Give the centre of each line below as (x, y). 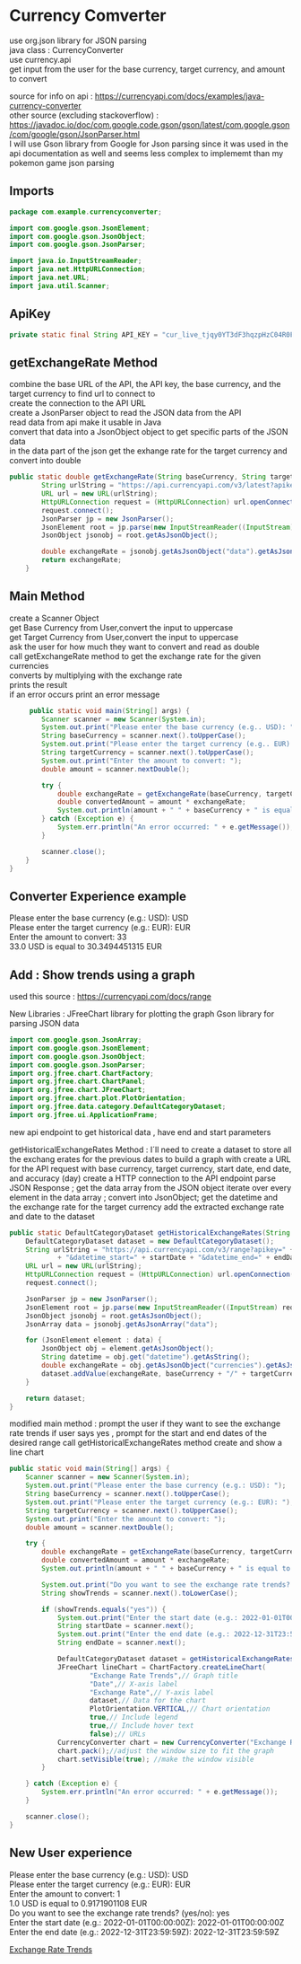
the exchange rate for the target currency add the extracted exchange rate (147, 1207)
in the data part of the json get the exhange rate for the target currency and (148, 451)
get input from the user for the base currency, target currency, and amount (147, 69)
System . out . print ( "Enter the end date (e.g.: (143, 1634)
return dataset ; (56, 1398)
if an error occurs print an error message (85, 694)
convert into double (46, 461)
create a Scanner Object (54, 618)
